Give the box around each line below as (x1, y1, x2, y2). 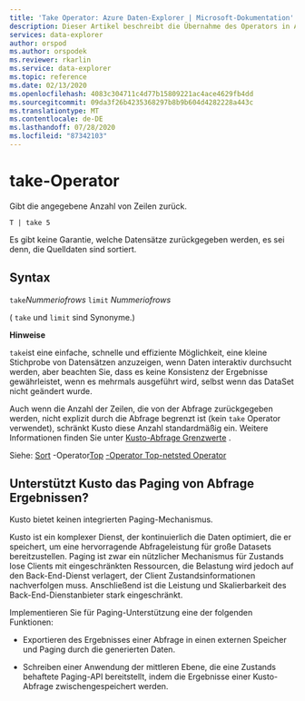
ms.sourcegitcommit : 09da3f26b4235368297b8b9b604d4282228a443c (9, 97, 254, 107)
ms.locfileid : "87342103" (9, 132, 107, 141)
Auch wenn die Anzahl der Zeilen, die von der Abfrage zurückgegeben (9, 403, 274, 414)
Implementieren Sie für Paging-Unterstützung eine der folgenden (9, 607, 253, 618)
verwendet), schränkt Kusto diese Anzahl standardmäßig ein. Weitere (9, 422, 269, 433)
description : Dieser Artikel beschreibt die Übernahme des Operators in (9, 22, 290, 31)
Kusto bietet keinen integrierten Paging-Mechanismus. (9, 514, 213, 525)
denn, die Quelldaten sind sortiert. (9, 243, 137, 254)
